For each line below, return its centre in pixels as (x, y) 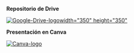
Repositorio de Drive (33, 9)
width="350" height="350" (93, 20)
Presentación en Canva (37, 32)
